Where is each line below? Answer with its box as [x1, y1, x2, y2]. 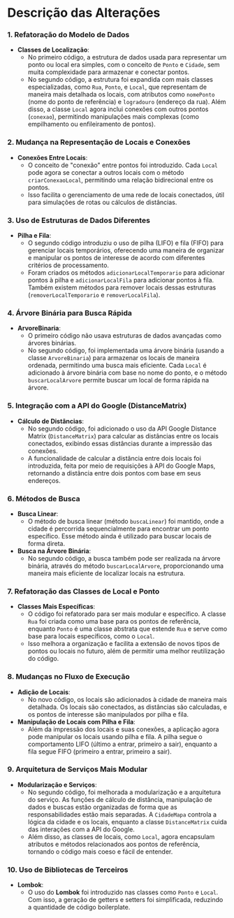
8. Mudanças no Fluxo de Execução [7, 672, 131, 682]
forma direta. [27, 539, 66, 547]
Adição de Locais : [17, 687, 71, 696]
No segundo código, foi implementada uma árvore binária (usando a [27, 346, 225, 354]
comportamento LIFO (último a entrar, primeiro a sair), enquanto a [27, 740, 218, 748]
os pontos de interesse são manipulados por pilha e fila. [27, 710, 189, 718]
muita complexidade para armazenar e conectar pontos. [27, 68, 190, 76]
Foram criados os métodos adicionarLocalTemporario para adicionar [27, 268, 225, 277]
